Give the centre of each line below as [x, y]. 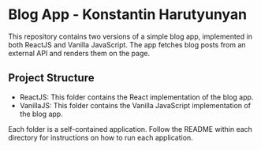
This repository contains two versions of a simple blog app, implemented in [130, 36]
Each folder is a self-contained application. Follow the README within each [130, 129]
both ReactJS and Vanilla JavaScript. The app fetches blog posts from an [127, 44]
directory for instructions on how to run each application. [101, 137]
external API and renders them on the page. [79, 53]
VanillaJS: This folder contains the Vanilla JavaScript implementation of [135, 105]
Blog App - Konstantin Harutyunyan [127, 15]
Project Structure [51, 78]
